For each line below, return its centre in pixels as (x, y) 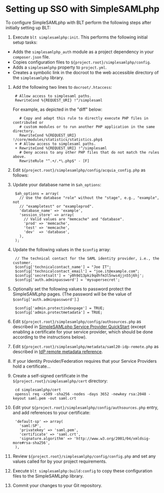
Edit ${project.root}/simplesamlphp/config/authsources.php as (77, 321)
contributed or (28, 122)
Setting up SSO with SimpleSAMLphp (82, 9)
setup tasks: (25, 42)
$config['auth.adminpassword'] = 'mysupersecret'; (67, 280)
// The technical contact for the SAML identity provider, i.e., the (87, 258)
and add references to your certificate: (51, 413)
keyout (19, 398)
